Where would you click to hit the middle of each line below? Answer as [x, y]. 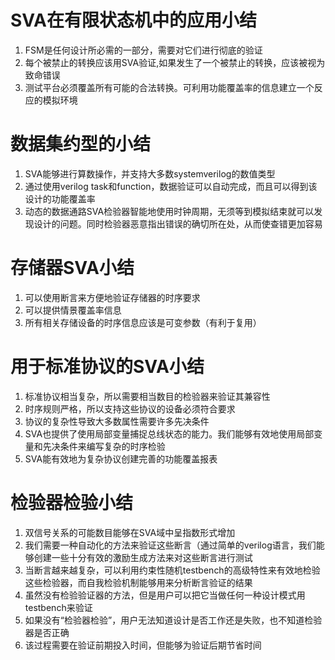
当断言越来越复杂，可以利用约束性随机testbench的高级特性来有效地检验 [172, 570]
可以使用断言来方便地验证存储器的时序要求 [112, 297]
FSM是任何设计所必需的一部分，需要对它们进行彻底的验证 [143, 50]
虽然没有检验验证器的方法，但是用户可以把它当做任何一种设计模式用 [165, 595]
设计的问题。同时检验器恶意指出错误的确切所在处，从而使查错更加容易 [178, 223]
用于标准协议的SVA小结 [107, 367]
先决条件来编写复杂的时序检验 [104, 446]
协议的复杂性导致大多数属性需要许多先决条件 [117, 421]
